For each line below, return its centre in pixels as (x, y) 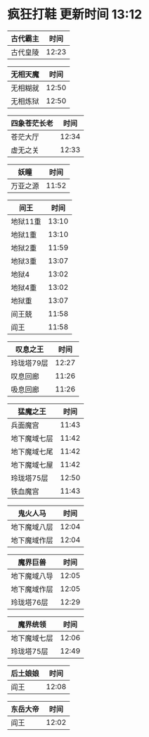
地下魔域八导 (32, 575)
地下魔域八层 (32, 527)
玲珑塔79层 (30, 363)
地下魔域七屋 (32, 465)
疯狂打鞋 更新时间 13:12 (75, 14)
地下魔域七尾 (32, 451)
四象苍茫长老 (32, 123)
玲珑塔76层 (30, 602)
